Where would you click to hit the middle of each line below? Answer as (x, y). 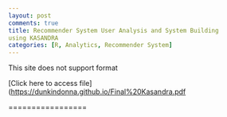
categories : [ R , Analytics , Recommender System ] (90, 45)
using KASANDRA (33, 38)
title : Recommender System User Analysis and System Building (113, 30)
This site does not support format (63, 68)
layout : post (30, 16)
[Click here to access (43, 84)
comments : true (33, 23)
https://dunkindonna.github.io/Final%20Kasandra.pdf (98, 92)
